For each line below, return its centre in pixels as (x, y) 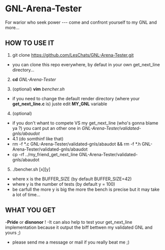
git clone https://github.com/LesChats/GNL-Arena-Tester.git (73, 55)
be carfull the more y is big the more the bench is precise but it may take (86, 189)
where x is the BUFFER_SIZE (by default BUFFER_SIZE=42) (72, 179)
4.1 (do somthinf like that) (38, 138)
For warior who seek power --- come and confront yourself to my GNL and (81, 22)
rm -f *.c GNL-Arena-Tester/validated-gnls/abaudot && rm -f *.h (77, 144)
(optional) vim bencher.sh (38, 89)
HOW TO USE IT (30, 43)
